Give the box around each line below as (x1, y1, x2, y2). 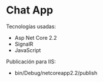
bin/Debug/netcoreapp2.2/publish (14, 69, 98, 76)
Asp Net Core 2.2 (14, 34, 57, 41)
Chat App (6, 4, 54, 17)
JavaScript (14, 46, 41, 53)
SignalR (14, 40, 34, 47)
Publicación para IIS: (6, 58, 56, 65)
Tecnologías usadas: (6, 23, 57, 30)
